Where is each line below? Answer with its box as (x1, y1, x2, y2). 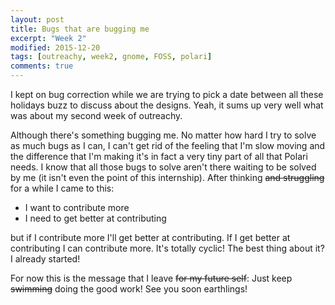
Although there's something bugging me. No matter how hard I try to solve (10, 129, 317, 141)
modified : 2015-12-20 (10, 42, 101, 53)
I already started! (10, 253, 81, 265)
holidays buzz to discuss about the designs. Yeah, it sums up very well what (10, 99, 324, 111)
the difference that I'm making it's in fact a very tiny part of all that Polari (10, 151, 308, 162)
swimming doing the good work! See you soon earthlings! (10, 283, 248, 295)
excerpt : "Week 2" (10, 33, 87, 43)
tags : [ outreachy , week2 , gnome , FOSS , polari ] (10, 52, 213, 62)
